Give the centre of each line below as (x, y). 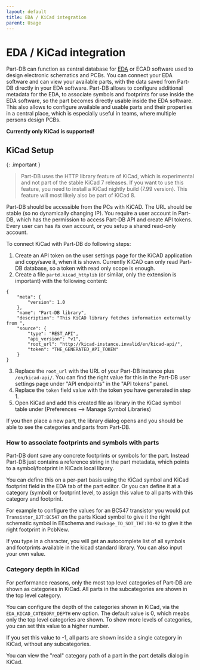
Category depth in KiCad (43, 569)
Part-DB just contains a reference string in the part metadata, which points (98, 462)
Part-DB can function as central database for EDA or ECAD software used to (100, 69)
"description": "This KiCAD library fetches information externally (104, 318)
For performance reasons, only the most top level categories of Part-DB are (99, 582)
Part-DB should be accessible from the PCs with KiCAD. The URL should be (99, 207)
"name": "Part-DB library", (52, 313)
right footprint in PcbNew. (38, 529)
